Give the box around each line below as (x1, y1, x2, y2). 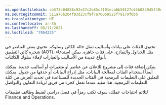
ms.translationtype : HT (5, 16, 54, 21)
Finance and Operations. (5, 94, 55, 100)
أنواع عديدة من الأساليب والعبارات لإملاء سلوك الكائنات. (5, 54, 106, 60)
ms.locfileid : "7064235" (5, 30, 56, 35)
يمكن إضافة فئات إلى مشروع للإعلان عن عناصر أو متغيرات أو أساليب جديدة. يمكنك (5, 64, 156, 70)
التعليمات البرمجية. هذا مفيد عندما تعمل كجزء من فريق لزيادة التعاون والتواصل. (5, 79, 149, 85)
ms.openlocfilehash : (5, 7, 48, 12)
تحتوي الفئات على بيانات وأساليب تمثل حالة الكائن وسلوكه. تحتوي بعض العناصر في (5, 44, 156, 49)
